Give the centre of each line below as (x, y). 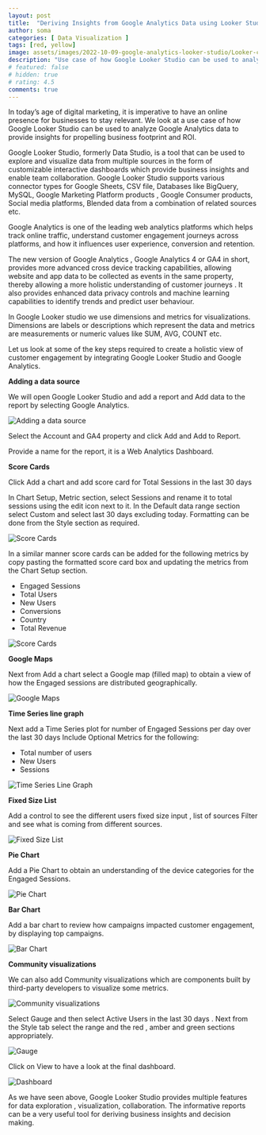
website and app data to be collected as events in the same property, (121, 276)
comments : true (33, 89)
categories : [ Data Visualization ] (68, 38)
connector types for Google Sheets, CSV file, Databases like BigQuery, (123, 187)
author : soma (30, 30)
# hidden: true (33, 75)
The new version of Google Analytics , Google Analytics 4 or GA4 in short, (129, 260)
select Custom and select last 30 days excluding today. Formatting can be (129, 515)
